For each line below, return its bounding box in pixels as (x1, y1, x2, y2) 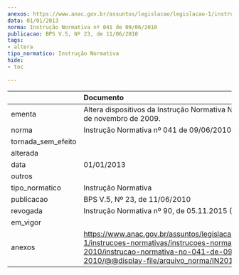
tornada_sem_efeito (11, 136, 77, 146)
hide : (7, 57, 23, 64)
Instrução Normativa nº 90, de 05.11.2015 (83, 205, 228, 215)
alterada (11, 148, 39, 158)
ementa (11, 109, 37, 119)
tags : (7, 37, 23, 44)
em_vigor (11, 217, 41, 227)
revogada (11, 205, 43, 215)
